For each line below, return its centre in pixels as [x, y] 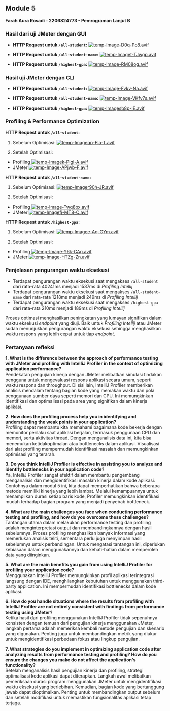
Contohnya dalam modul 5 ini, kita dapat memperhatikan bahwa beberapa [82, 486]
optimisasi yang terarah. [30, 454]
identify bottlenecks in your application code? [55, 469]
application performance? [33, 369]
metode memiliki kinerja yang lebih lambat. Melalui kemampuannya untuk [82, 491]
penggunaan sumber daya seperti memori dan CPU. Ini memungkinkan [79, 396]
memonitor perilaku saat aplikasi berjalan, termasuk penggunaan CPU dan [83, 433]
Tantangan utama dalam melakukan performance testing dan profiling [78, 523]
